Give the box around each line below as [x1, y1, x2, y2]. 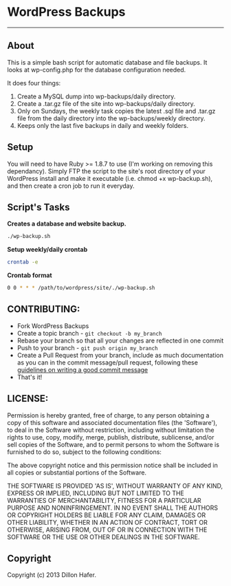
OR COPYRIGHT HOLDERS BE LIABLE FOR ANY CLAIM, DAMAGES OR [7, 510, 206, 519]
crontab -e [7, 259, 38, 265]
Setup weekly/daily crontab [7, 246, 88, 254]
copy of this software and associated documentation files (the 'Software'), [7, 418, 218, 426]
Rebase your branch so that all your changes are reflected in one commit [16, 336, 224, 345]
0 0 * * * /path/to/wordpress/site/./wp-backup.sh [7, 285, 155, 292]
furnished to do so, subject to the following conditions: [7, 448, 162, 456]
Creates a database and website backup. [7, 219, 126, 228]
